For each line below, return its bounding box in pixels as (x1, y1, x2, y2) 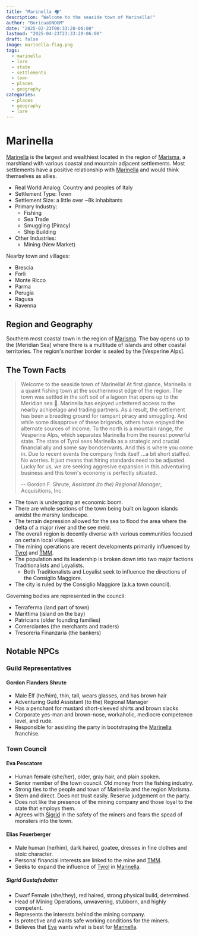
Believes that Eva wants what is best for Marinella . (14, 923, 138, 930)
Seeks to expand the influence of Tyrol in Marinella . (14, 863, 141, 870)
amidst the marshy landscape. (14, 511, 89, 518)
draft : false (6, 36, 39, 42)
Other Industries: (14, 234, 56, 242)
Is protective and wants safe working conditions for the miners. (14, 917, 169, 924)
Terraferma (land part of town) (14, 603, 90, 611)
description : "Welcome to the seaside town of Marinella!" (6, 14, 156, 20)
